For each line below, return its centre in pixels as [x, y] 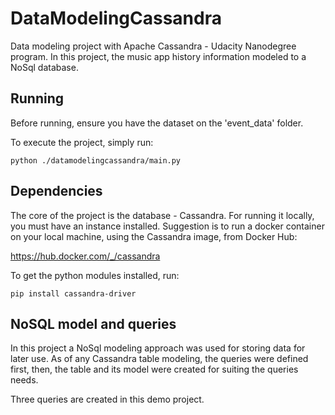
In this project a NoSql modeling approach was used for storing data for [158, 348]
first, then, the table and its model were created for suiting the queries [154, 369]
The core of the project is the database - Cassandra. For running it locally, [162, 215]
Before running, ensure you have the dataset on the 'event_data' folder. [157, 123]
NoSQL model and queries [93, 323]
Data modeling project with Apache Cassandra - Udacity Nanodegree [153, 46]
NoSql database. [44, 67]
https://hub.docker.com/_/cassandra [85, 256]
